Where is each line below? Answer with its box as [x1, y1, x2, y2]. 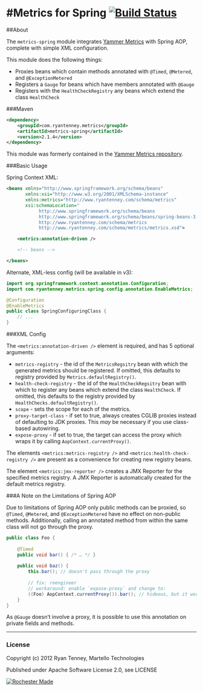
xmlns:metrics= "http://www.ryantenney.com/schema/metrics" [25, 197, 177, 203]
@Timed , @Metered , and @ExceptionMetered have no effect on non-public [6, 511, 181, 518]
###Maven [6, 105, 33, 112]
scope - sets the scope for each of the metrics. [14, 406, 131, 413]
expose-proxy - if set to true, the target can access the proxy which [14, 431, 182, 438]
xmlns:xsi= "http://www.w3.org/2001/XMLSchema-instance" [25, 191, 169, 197]
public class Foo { [6, 535, 56, 541]
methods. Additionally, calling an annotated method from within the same [6, 517, 188, 524]
